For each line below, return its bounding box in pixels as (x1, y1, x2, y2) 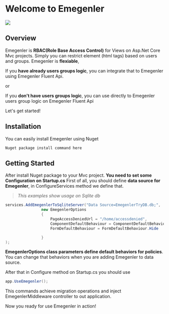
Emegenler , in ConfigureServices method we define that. (5, 183, 124, 189)
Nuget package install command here (5, 145, 82, 150)
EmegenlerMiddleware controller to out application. (5, 293, 112, 299)
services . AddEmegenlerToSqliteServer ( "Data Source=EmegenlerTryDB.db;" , (5, 202, 161, 208)
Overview (5, 34, 37, 43)
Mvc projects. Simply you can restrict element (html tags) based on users (5, 52, 157, 58)
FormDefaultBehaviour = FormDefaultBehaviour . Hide (50, 226, 158, 231)
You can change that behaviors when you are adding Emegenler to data (5, 254, 154, 260)
